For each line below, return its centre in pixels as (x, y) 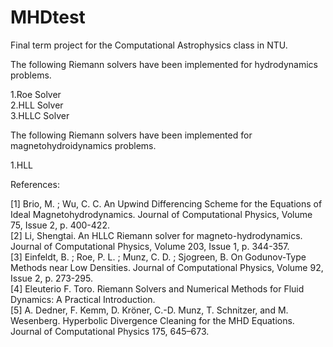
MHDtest (48, 17)
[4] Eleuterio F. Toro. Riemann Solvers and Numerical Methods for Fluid (157, 288)
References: (35, 184)
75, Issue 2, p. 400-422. (60, 225)
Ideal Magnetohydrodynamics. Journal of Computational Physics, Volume (161, 214)
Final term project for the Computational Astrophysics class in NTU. (149, 45)
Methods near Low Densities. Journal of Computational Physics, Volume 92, (167, 267)
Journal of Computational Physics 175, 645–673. (110, 331)
